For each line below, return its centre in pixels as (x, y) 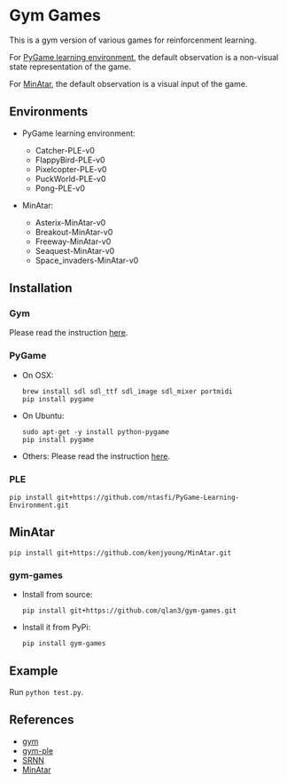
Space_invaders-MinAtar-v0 (87, 260)
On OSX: (38, 375)
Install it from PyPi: (56, 628)
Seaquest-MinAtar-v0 (75, 250)
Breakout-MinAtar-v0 (74, 232)
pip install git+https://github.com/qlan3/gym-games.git (129, 611)
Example (34, 671)
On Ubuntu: (43, 415)
